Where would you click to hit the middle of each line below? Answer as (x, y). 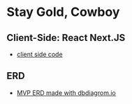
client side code (40, 54)
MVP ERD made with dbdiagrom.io (66, 93)
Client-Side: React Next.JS (66, 38)
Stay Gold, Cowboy (63, 12)
